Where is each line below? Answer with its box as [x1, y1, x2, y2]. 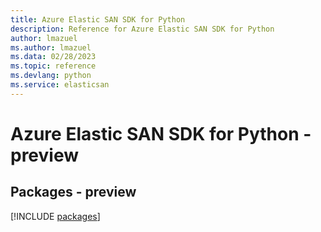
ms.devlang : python [10, 71, 92, 81]
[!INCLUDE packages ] [10, 210, 101, 222]
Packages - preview [10, 184, 137, 201]
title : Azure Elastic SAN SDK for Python [10, 14, 186, 25]
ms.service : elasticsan [10, 80, 110, 90]
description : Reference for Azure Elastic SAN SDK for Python [10, 24, 275, 34]
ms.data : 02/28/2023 [10, 52, 97, 62]
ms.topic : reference [10, 61, 97, 71]
